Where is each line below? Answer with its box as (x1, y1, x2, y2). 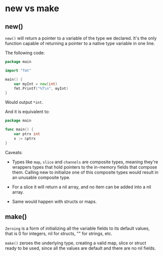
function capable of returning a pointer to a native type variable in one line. (5, 40, 155, 46)
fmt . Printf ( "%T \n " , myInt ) (14, 86, 69, 91)
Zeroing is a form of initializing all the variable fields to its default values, (5, 225, 150, 232)
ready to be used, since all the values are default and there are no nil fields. (5, 245, 156, 251)
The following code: (5, 50, 45, 56)
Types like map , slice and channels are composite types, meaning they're (12, 159, 158, 165)
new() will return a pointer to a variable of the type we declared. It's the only (5, 35, 157, 41)
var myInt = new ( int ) (14, 81, 57, 86)
